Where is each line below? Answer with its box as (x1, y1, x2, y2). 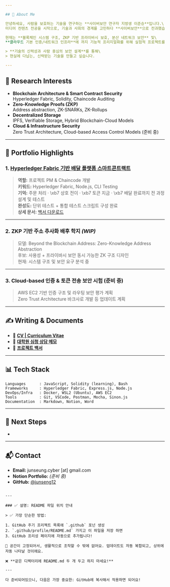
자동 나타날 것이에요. (5, 549, 44, 554)
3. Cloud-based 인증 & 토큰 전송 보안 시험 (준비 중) (5, 277, 123, 284)
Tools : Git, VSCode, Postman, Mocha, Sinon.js (5, 394, 128, 399)
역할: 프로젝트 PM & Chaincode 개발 (17, 177, 91, 183)
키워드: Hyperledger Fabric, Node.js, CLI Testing (17, 183, 118, 190)
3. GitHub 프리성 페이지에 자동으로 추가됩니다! (5, 534, 93, 539)
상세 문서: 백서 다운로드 (17, 209, 64, 215)
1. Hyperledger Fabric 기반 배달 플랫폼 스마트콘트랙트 (5, 165, 131, 172)
